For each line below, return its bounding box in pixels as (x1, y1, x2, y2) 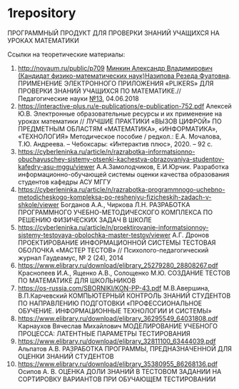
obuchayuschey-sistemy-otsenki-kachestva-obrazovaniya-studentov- (17, 155, 225, 163)
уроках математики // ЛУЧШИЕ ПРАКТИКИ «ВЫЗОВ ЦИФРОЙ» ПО (17, 116, 223, 126)
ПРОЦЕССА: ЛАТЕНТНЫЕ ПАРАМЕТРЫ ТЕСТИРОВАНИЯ (17, 329, 190, 338)
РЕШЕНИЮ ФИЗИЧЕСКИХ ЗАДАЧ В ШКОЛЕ (17, 216, 152, 224)
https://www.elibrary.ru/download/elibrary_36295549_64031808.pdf (17, 314, 218, 323)
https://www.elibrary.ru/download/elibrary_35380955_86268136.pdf (17, 359, 218, 368)
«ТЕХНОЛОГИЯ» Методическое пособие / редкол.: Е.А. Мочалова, (17, 132, 222, 141)
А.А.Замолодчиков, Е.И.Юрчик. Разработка (96, 162, 229, 171)
